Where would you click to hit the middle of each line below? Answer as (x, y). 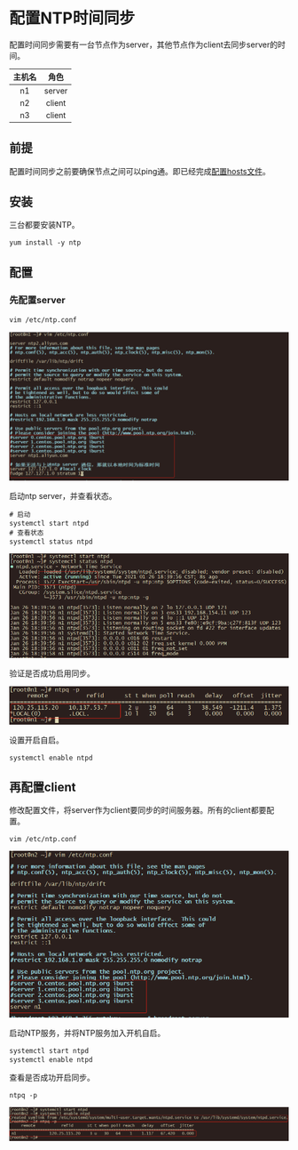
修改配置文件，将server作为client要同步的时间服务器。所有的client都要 (138, 810)
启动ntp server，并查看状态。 (63, 495)
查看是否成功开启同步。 (52, 1077)
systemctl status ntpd (51, 542)
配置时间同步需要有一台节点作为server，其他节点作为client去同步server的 (143, 44)
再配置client (43, 787)
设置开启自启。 (36, 740)
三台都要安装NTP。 (44, 225)
